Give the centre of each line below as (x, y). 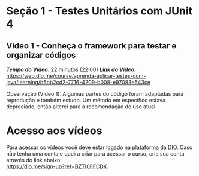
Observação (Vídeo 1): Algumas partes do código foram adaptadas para (95, 94)
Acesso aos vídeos (54, 131)
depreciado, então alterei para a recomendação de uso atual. (82, 107)
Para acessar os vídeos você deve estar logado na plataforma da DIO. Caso (99, 147)
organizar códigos (41, 55)
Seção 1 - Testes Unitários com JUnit (99, 11)
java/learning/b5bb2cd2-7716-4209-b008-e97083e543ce (79, 82)
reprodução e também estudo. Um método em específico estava (86, 100)
